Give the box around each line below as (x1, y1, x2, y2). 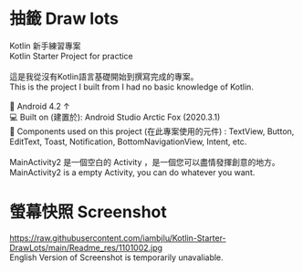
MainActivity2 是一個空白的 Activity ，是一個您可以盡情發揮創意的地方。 (9, 156, 280, 167)
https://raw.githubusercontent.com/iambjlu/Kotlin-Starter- (9, 232, 226, 243)
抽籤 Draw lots (9, 8, 120, 29)
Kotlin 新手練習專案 (9, 40, 81, 51)
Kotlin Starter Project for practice (9, 50, 134, 61)
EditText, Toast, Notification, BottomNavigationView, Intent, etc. (9, 136, 247, 147)
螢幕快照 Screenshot (9, 202, 167, 223)
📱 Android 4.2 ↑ (9, 100, 70, 111)
